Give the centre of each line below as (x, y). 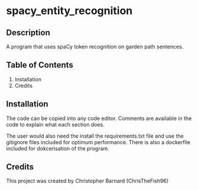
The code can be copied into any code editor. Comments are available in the (99, 118)
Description (28, 33)
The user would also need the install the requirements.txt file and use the (95, 136)
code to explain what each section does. (55, 124)
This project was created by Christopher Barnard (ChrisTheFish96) (87, 181)
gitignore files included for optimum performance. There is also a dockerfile (98, 142)
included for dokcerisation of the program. (58, 148)
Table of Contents (40, 65)
